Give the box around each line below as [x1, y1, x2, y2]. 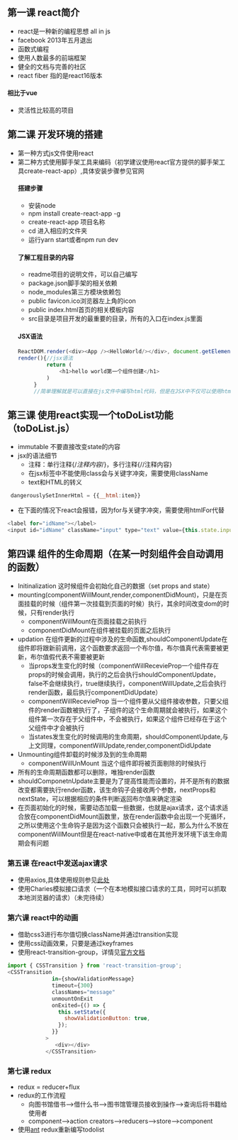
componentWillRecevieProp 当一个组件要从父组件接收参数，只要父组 [28, 697, 229, 705]
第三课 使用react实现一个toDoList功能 [7, 409, 174, 421]
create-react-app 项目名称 [28, 218, 106, 226]
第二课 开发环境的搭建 [7, 128, 103, 140]
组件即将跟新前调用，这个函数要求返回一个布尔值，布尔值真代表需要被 [17, 643, 223, 652]
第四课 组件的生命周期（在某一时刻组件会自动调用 [7, 548, 224, 560]
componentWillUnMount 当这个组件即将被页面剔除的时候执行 [28, 758, 207, 768]
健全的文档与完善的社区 [17, 62, 86, 71]
